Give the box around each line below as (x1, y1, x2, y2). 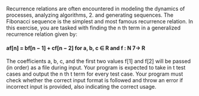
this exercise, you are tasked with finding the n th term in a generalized (6, 24, 181, 31)
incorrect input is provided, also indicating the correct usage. (6, 83, 157, 91)
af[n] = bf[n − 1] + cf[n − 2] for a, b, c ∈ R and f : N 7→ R (6, 44, 145, 52)
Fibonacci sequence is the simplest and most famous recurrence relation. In (6, 18, 193, 25)
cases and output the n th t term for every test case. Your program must (6, 70, 183, 77)
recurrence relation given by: (6, 31, 78, 38)
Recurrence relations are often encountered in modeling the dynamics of (6, 5, 185, 12)
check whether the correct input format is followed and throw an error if (6, 77, 183, 84)
